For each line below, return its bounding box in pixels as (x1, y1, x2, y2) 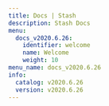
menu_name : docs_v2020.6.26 (8, 64, 102, 72)
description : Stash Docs (8, 19, 91, 27)
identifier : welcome (22, 41, 91, 49)
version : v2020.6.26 (15, 85, 84, 94)
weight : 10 (22, 57, 59, 65)
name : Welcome (22, 49, 69, 57)
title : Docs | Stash (8, 11, 77, 20)
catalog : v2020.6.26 (15, 78, 84, 86)
